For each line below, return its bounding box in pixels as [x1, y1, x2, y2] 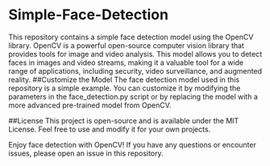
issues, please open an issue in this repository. [8, 148, 164, 158]
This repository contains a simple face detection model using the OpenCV [8, 32, 254, 42]
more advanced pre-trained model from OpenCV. [8, 100, 172, 110]
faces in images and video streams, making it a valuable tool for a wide [8, 58, 244, 67]
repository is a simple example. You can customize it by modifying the [8, 83, 241, 93]
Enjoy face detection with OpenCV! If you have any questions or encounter [8, 140, 256, 149]
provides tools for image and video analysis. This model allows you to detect [8, 49, 263, 59]
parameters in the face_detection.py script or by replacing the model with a [8, 91, 258, 101]
